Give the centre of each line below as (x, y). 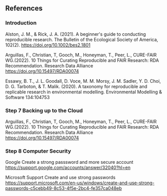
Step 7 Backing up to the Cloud (44, 110)
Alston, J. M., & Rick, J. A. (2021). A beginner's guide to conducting (76, 34)
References (24, 8)
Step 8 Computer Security (38, 151)
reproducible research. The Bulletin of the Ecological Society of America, (82, 39)
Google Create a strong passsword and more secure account (69, 162)
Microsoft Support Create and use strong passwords (60, 178)
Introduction (21, 23)
